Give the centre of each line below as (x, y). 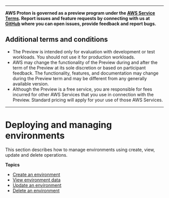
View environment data (36, 180)
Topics (13, 165)
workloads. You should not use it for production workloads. (74, 57)
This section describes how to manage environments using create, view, (80, 150)
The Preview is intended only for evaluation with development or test (83, 51)
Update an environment (37, 185)
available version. (31, 84)
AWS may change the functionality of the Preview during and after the (85, 62)
